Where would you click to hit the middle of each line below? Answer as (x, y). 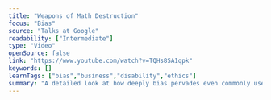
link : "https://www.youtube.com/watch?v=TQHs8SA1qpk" (101, 61)
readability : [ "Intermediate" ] (61, 38)
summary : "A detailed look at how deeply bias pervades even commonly (129, 83)
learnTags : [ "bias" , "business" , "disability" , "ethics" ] (102, 76)
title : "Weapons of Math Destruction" (73, 16)
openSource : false (39, 53)
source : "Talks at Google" (54, 31)
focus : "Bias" (32, 23)
